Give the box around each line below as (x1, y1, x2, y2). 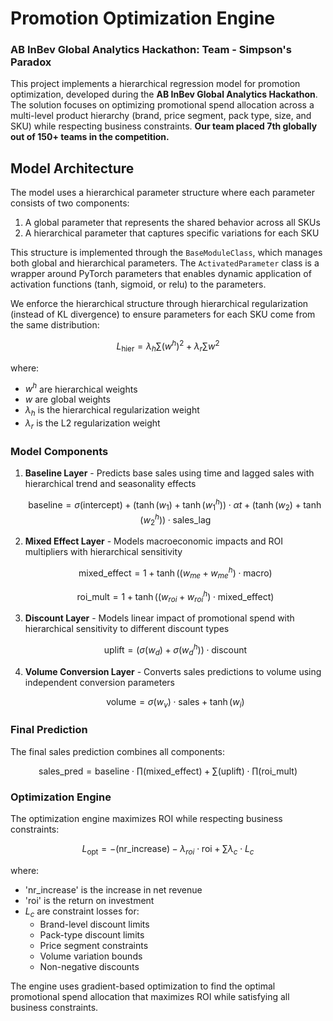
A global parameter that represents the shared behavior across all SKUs (24, 217, 321, 229)
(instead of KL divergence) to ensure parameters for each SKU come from (10, 308, 316, 321)
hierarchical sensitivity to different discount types (24, 623, 230, 635)
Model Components (10, 444, 109, 458)
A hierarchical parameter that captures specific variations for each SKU (24, 227, 320, 239)
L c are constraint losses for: (24, 905, 140, 919)
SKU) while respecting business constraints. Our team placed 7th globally (10, 120, 318, 132)
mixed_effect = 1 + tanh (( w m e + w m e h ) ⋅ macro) (78, 565, 273, 581)
